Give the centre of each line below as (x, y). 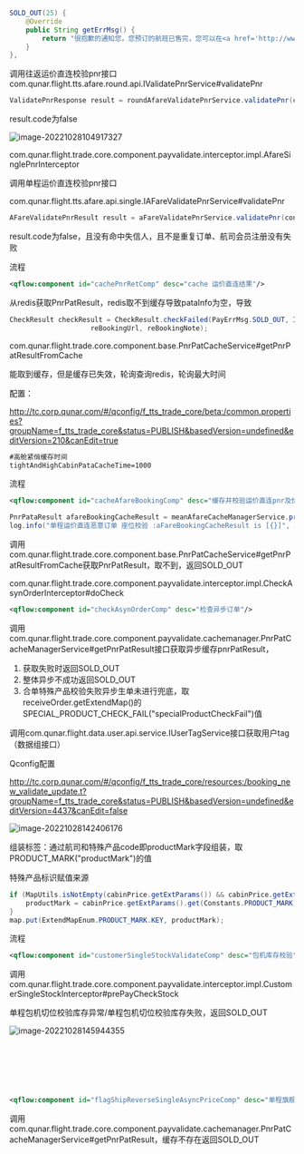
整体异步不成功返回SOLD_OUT (79, 680)
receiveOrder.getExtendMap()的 (82, 702)
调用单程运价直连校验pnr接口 (63, 183)
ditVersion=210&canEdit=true (64, 440)
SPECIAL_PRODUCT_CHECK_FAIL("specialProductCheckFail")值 (142, 713)
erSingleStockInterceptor (56, 994)
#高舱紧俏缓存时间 (38, 457)
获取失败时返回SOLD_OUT (71, 668)
